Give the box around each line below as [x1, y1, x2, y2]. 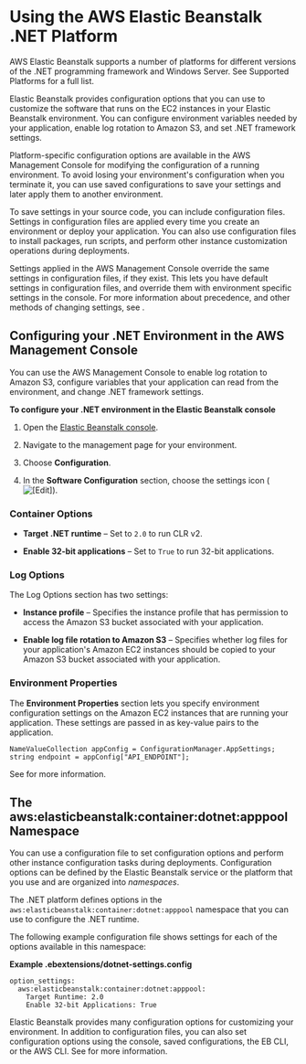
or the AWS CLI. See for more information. [9, 1046, 168, 1057]
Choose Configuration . [22, 457, 111, 468]
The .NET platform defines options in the [9, 894, 163, 906]
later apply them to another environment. [9, 188, 164, 199]
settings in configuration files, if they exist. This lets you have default [9, 272, 269, 283]
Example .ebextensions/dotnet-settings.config [9, 959, 193, 970]
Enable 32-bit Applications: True [26, 1001, 157, 1010]
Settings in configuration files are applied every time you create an [9, 216, 260, 227]
